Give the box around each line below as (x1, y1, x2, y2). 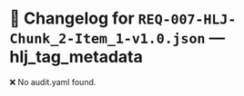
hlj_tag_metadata (9, 47, 143, 67)
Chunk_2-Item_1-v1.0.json (9, 31, 206, 48)
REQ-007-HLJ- (137, 11, 237, 28)
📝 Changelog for (9, 8, 135, 29)
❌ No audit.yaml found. (9, 76, 97, 87)
